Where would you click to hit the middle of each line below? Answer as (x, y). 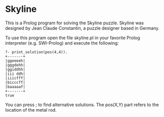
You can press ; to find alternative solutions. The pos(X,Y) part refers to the (82, 105)
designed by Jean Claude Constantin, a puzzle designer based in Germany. (82, 28)
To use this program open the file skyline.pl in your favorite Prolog (73, 38)
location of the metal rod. (31, 110)
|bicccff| (15, 82)
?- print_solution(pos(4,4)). (37, 52)
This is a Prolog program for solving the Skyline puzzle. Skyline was (75, 23)
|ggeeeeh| (15, 60)
